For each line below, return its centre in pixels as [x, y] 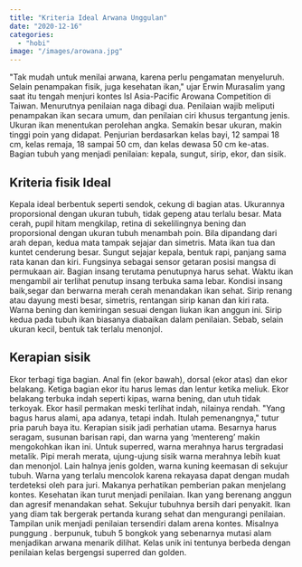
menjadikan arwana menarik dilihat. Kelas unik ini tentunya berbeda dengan [150, 543]
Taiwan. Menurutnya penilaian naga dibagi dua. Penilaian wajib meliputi [142, 106]
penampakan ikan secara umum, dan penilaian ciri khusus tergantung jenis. [150, 116]
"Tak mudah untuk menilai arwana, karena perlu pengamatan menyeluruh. [147, 77]
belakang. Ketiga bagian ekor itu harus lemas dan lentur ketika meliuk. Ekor [149, 389]
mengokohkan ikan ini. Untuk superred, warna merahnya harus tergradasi [146, 446]
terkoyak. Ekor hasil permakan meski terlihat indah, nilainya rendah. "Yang [147, 408]
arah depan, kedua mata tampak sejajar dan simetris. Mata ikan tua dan [142, 242]
